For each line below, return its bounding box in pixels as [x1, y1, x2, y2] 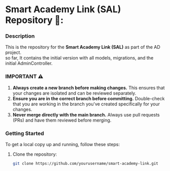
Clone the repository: [12, 151, 57, 157]
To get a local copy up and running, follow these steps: [5, 141, 120, 148]
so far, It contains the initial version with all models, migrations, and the [5, 55, 154, 61]
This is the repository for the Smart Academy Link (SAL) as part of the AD [5, 44, 161, 50]
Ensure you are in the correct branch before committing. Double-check [12, 95, 165, 101]
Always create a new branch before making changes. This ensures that [12, 84, 165, 91]
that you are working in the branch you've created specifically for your [12, 101, 160, 107]
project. [5, 49, 22, 55]
